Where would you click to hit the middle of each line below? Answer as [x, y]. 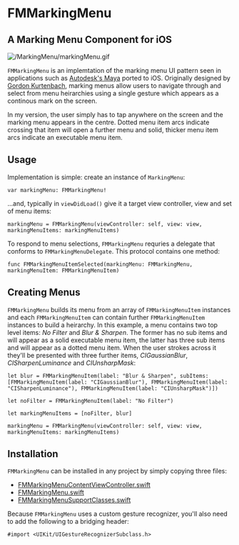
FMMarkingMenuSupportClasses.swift [74, 500]
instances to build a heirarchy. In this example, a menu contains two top [113, 325]
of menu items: [30, 211]
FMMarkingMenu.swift [51, 492]
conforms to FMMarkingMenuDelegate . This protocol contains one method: [113, 251]
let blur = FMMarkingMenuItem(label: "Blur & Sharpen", [92, 376]
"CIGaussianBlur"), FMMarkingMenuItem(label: [159, 382]
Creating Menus [44, 292]
